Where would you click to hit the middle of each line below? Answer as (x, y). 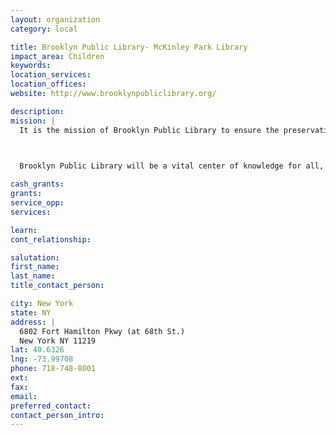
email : (24, 396)
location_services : (51, 75)
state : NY (31, 312)
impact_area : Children (57, 56)
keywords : (31, 66)
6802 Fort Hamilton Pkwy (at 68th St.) (102, 331)
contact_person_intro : (57, 415)
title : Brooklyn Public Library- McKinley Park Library (129, 47)
